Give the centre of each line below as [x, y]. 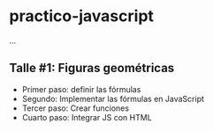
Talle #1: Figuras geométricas [92, 68]
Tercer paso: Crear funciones [76, 108]
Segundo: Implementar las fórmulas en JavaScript [113, 98]
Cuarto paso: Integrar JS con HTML [87, 117]
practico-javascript [82, 16]
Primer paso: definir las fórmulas [81, 89]
